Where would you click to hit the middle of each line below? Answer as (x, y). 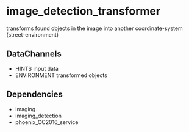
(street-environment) (33, 34)
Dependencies (34, 94)
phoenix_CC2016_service (47, 122)
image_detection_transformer (83, 11)
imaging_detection (38, 116)
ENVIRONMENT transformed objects (61, 75)
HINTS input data (37, 68)
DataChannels (34, 54)
